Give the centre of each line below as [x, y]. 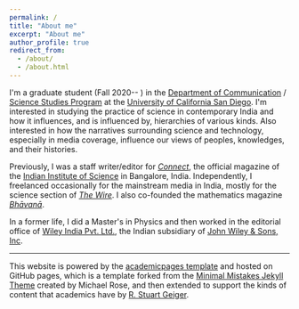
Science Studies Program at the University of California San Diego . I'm [138, 102]
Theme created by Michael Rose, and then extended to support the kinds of [148, 285]
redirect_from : [37, 51]
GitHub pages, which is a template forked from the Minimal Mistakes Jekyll [146, 275]
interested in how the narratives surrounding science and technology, [137, 130]
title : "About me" [43, 26]
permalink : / [33, 17]
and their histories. [44, 149]
